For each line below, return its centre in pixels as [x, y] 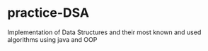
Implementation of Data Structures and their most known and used [104, 32]
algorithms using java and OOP [52, 39]
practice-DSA [48, 13]
